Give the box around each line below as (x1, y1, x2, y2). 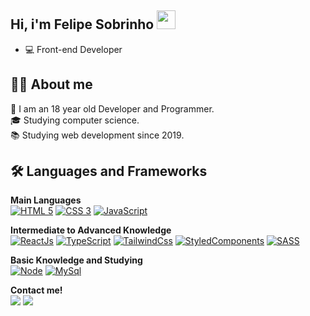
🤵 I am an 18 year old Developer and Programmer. (10, 102, 215, 115)
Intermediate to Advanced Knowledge (10, 224, 172, 236)
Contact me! (10, 284, 63, 296)
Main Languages (10, 194, 82, 206)
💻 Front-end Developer (24, 43, 123, 55)
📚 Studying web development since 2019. (10, 129, 185, 141)
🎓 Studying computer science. (10, 114, 140, 126)
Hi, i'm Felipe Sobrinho (10, 16, 155, 33)
